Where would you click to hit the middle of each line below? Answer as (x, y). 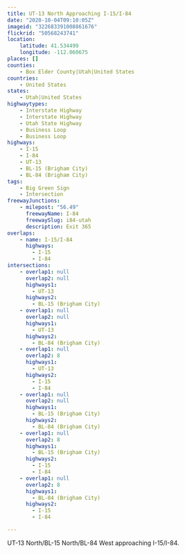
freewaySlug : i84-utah (58, 220)
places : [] (23, 59)
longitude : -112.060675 (54, 53)
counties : (21, 65)
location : (21, 40)
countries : (23, 78)
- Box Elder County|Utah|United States (77, 72)
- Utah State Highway (51, 123)
